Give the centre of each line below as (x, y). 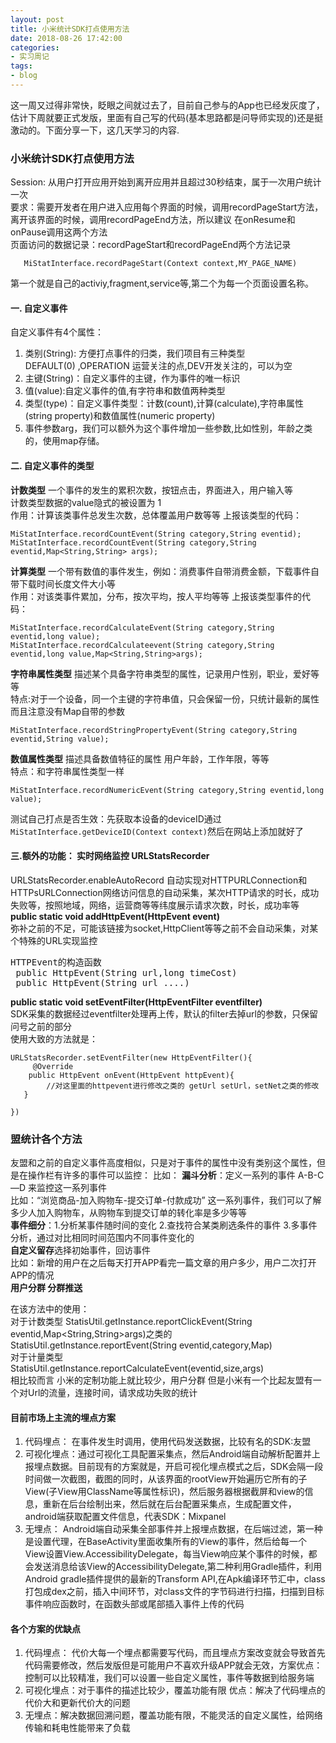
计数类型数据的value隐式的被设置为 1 (86, 502)
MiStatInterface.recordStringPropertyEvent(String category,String (154, 730)
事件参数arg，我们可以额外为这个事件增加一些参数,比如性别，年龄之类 (168, 428)
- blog (24, 76)
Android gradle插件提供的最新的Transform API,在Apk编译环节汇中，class (175, 1579)
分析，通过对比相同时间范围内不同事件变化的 (102, 1238)
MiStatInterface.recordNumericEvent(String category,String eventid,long (167, 790)
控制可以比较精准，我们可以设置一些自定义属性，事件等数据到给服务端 (169, 1678)
